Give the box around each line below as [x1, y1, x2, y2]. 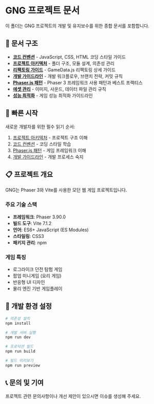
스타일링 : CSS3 [12, 233, 45, 239]
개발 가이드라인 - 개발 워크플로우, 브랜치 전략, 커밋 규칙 [12, 73, 123, 79]
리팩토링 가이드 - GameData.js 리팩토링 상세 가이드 [12, 66, 116, 72]
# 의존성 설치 [5, 316, 30, 321]
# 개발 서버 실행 [5, 330, 36, 335]
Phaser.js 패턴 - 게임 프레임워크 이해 [12, 147, 86, 153]
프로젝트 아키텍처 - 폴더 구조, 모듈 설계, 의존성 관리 [12, 60, 114, 66]
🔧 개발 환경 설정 [5, 302, 52, 311]
